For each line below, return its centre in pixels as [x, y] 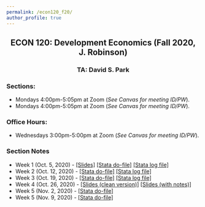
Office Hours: [27, 122]
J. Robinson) [103, 52]
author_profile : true [34, 18]
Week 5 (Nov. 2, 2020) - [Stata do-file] [64, 190]
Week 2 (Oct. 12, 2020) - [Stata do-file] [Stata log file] [83, 171]
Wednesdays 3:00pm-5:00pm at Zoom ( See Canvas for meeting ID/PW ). [107, 135]
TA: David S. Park [103, 69]
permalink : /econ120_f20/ [39, 12]
